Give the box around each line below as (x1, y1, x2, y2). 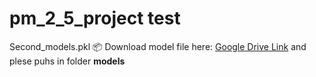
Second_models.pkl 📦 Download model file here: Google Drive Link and (9, 40, 307, 52)
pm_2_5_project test (9, 7, 181, 30)
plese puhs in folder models (9, 55, 126, 67)
